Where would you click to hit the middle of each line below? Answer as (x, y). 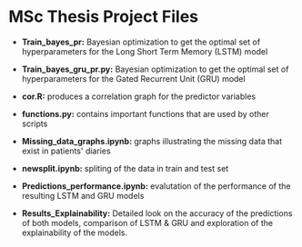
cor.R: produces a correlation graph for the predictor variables (139, 96)
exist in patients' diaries (66, 151)
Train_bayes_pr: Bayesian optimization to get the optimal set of (141, 42)
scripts (35, 123)
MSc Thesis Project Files (104, 17)
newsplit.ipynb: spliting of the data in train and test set (125, 168)
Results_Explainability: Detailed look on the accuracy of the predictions (157, 213)
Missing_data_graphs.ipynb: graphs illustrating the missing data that (152, 141)
